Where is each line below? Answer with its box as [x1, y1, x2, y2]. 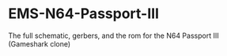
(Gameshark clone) [8, 39, 71, 48]
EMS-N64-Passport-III [8, 5, 160, 23]
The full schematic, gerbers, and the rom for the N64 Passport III [8, 31, 219, 40]
